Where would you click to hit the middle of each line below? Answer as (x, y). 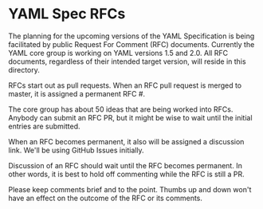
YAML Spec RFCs (67, 14)
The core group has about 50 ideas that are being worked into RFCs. (121, 109)
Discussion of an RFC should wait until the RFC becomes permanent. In (126, 165)
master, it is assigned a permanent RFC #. (77, 93)
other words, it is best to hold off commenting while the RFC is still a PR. (126, 174)
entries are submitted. (44, 126)
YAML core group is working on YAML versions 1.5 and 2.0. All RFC (118, 53)
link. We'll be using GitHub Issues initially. (77, 150)
